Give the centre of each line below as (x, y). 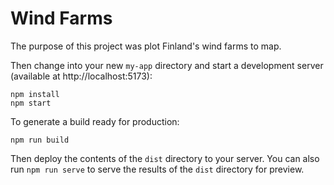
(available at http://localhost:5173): (81, 76)
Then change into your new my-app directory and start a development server (167, 65)
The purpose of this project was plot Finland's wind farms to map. (146, 46)
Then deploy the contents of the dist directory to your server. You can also (165, 158)
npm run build (40, 140)
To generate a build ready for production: (95, 121)
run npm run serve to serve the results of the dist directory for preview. (157, 169)
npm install (35, 94)
